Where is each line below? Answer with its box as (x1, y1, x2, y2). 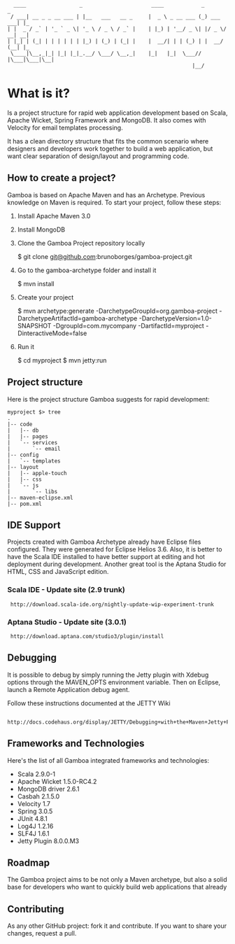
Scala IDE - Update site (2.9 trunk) (7, 585, 126, 595)
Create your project (17, 293, 74, 302)
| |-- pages (7, 432, 49, 440)
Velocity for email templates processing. (7, 123, 124, 132)
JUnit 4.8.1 (17, 814, 48, 823)
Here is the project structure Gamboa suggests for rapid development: (7, 395, 210, 403)
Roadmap (7, 857, 50, 868)
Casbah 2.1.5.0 (17, 792, 60, 801)
